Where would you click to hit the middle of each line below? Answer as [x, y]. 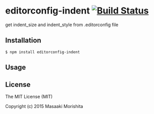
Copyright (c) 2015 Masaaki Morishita [44, 106]
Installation [23, 40]
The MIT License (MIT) [29, 96]
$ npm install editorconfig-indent [43, 52]
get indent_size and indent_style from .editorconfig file [62, 25]
